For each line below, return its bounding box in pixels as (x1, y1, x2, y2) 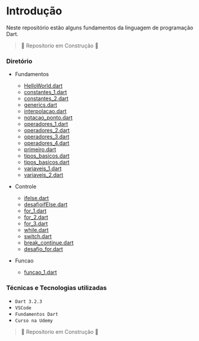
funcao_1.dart (23, 268, 57, 276)
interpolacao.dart (23, 108, 67, 115)
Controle (14, 183, 37, 190)
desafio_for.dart (23, 246, 64, 253)
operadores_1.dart (23, 120, 68, 128)
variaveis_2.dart (23, 171, 64, 179)
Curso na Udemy (14, 318, 53, 324)
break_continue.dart (23, 239, 74, 246)
